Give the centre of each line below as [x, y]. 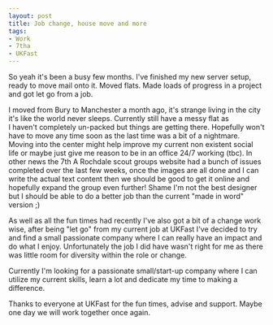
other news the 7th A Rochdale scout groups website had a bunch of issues [135, 162]
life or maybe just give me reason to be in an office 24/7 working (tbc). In [130, 153]
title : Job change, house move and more [78, 24]
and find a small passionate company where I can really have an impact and [135, 238]
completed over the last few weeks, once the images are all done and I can [134, 170]
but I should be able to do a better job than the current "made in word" [126, 196]
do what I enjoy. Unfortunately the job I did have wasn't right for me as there [136, 246]
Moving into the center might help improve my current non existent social [131, 144]
